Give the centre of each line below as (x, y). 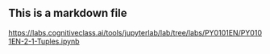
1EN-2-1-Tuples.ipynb (44, 41)
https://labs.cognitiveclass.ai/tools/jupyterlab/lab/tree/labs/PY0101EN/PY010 (135, 32)
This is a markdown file (68, 13)
